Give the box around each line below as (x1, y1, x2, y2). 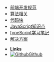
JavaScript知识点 (9, 23, 46, 29)
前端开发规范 (9, 5, 36, 10)
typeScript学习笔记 (9, 30, 49, 35)
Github (28, 51, 42, 57)
